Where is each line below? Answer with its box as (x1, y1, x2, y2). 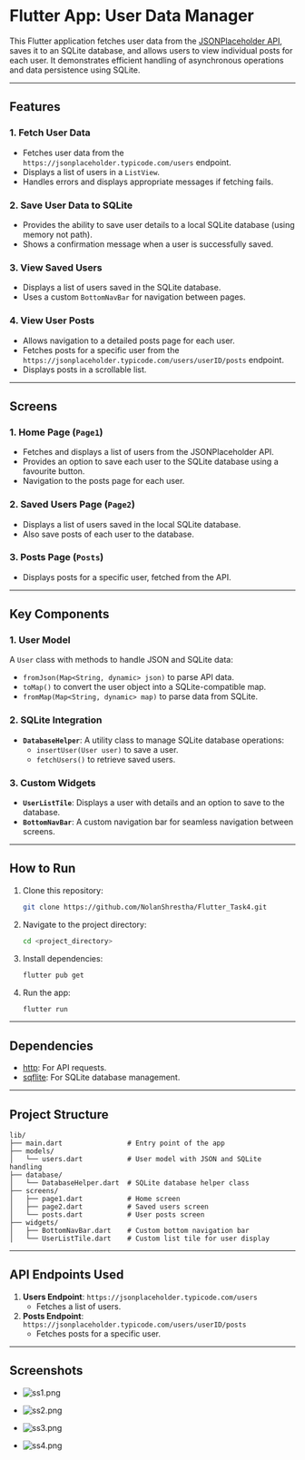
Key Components (9, 607, 110, 622)
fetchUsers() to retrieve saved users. (35, 754, 176, 765)
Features (9, 99, 61, 114)
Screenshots (9, 1363, 84, 1378)
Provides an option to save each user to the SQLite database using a (22, 456, 279, 468)
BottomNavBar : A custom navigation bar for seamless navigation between (22, 816, 293, 827)
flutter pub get (22, 971, 84, 980)
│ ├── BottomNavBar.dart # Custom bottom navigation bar (9, 1227, 250, 1236)
